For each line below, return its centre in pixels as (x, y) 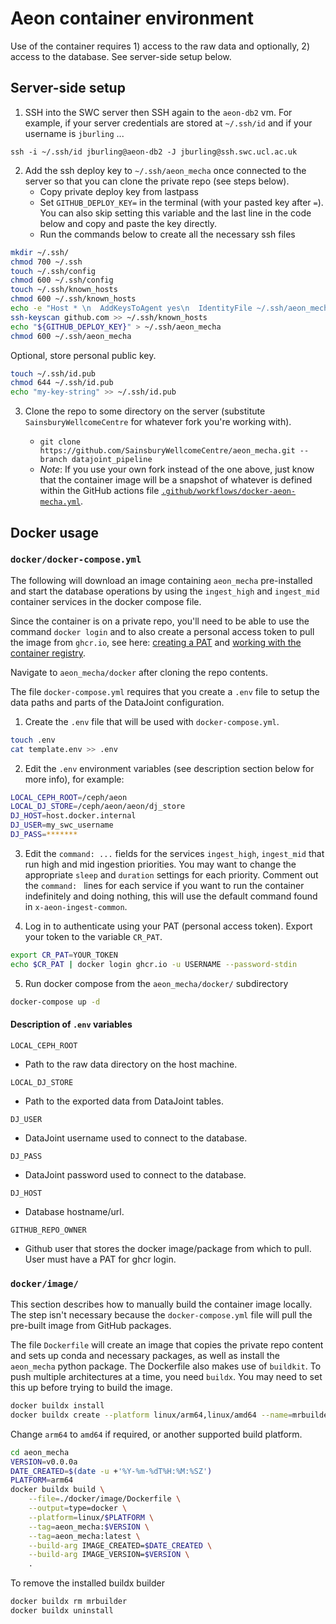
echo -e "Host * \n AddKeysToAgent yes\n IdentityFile (131, 308)
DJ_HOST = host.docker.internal (73, 816)
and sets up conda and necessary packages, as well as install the (145, 1356)
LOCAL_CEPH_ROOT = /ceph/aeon (69, 797)
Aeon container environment (132, 18)
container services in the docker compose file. (106, 601)
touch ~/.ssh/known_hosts (64, 290)
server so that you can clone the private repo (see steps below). (157, 181)
